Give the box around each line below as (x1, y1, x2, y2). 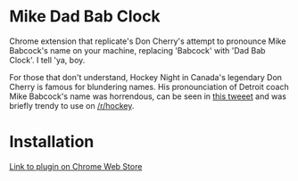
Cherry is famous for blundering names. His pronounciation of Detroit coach (9, 81, 289, 92)
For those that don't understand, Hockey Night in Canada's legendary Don (9, 71, 283, 82)
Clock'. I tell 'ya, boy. (9, 54, 86, 65)
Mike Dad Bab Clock (9, 6, 161, 27)
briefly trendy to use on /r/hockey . (9, 100, 135, 111)
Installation (9, 132, 95, 152)
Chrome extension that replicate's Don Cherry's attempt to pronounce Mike (9, 36, 286, 46)
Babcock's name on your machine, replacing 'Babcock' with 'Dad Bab (9, 45, 266, 55)
